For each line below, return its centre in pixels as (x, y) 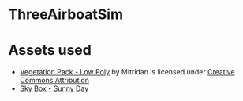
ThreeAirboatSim (66, 14)
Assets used (50, 50)
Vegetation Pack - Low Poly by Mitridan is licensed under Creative (127, 72)
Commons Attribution (54, 81)
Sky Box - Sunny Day (54, 88)
